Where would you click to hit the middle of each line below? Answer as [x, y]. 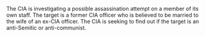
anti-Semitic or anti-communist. [47, 28]
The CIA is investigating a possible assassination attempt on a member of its [102, 9]
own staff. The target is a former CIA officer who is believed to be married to [102, 15]
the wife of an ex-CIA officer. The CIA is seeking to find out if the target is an [103, 21]
